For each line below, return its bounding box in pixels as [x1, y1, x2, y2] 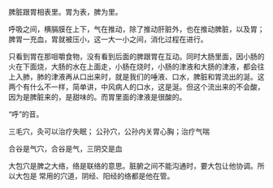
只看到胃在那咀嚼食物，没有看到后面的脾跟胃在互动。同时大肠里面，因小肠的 [8, 52, 265, 61]
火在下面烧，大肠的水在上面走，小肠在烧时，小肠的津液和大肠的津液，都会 [8, 62, 258, 71]
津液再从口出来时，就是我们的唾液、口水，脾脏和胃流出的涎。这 [50, 72, 265, 81]
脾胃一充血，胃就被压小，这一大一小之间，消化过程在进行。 [8, 35, 208, 44]
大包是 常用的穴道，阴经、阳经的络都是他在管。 [15, 171, 175, 181]
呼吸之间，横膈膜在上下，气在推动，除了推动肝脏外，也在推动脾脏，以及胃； [8, 24, 265, 34]
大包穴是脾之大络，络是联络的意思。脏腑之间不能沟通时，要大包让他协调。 [8, 161, 258, 170]
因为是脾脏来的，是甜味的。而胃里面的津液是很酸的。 [8, 92, 187, 101]
